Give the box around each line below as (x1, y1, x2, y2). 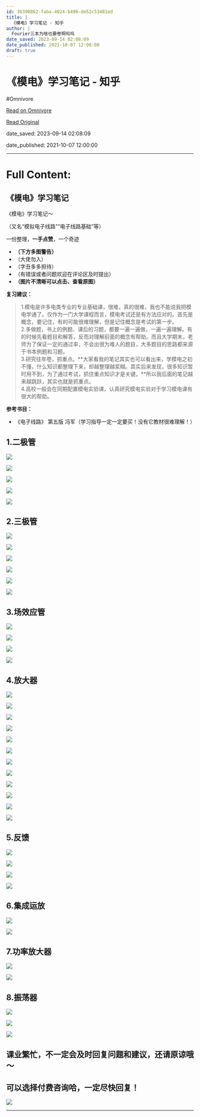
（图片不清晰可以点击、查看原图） (14, 278, 99, 285)
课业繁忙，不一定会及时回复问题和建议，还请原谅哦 (6, 1049, 194, 1059)
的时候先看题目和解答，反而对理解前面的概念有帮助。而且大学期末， (20, 333, 188, 340)
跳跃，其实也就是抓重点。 (31, 378, 94, 385)
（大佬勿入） (14, 255, 46, 262)
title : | (6, 14, 28, 20)
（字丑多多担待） (14, 263, 57, 270)
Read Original (6, 118, 40, 125)
